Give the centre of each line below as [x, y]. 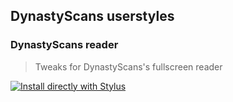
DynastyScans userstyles [92, 16]
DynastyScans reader [64, 45]
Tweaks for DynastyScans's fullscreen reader [128, 66]
